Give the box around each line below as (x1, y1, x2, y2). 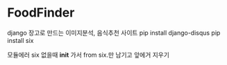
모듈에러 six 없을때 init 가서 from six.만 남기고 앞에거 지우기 (7, 50, 170, 59)
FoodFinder (7, 5, 75, 21)
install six (7, 36, 34, 44)
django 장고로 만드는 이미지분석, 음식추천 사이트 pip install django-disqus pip (7, 28, 221, 37)
